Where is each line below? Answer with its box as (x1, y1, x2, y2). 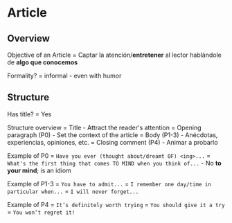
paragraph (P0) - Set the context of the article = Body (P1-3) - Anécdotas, (7, 130, 218, 139)
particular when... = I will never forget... (7, 187, 139, 195)
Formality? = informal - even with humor (7, 71, 122, 80)
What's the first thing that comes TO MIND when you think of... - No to (7, 159, 222, 167)
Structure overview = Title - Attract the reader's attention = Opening (7, 123, 202, 132)
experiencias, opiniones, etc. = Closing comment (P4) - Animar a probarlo (7, 138, 218, 146)
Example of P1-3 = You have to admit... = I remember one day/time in (7, 179, 211, 188)
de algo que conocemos (7, 58, 78, 66)
